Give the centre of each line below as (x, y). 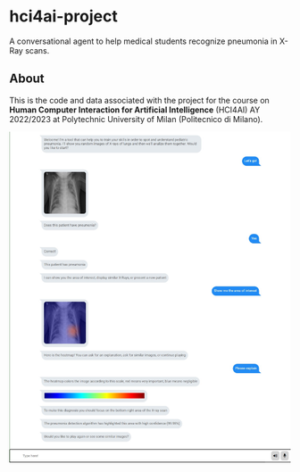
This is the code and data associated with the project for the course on (139, 100)
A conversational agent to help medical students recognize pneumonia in (143, 41)
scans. (37, 50)
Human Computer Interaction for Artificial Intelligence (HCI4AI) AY (135, 110)
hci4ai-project (63, 17)
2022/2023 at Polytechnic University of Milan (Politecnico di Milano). (136, 119)
